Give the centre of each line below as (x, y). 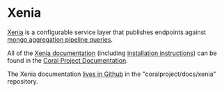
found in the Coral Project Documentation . (67, 60)
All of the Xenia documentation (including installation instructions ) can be (112, 53)
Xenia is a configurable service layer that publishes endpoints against (107, 32)
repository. (23, 81)
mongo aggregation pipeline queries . (60, 39)
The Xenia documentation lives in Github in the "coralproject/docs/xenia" (112, 74)
